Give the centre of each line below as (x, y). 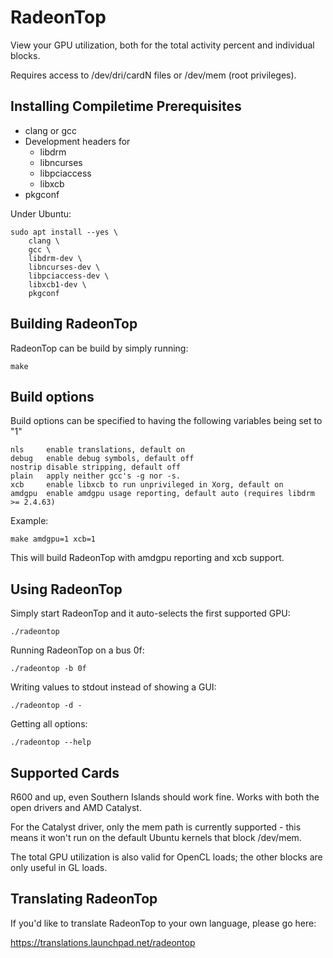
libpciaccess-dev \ (69, 276)
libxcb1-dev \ (57, 284)
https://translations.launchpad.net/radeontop (103, 942)
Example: (29, 521)
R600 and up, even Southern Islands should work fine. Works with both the (165, 797)
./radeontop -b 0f (48, 669)
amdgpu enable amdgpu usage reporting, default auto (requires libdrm (162, 494)
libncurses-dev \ (64, 267)
